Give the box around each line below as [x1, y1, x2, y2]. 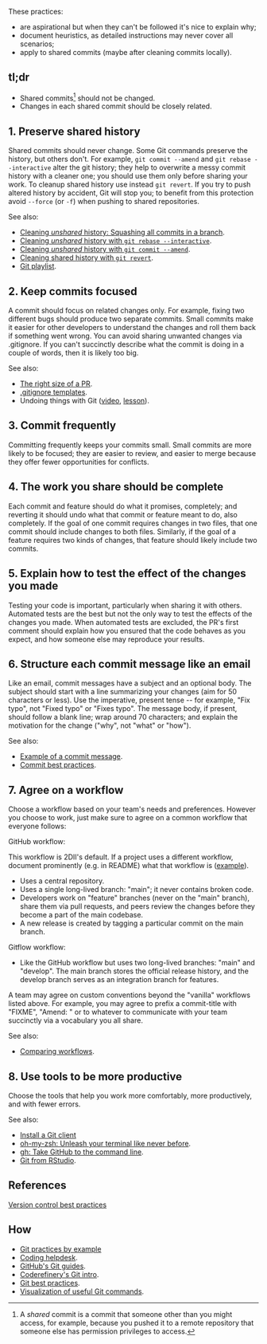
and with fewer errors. [8, 1099, 81, 1109]
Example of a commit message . [19, 752, 123, 761]
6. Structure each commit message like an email [8, 657, 251, 670]
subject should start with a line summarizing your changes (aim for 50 [8, 687, 237, 697]
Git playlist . [19, 261, 57, 271]
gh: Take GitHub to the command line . [19, 1147, 145, 1157]
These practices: [8, 7, 64, 16]
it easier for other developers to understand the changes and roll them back [8, 323, 257, 332]
